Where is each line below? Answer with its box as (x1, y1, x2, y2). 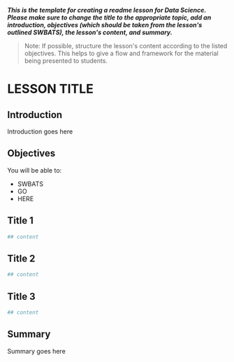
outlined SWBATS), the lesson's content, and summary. (7, 28, 173, 36)
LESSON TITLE (7, 81, 94, 97)
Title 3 (7, 290, 36, 303)
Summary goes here (7, 347, 66, 355)
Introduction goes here (7, 127, 73, 136)
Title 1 (7, 215, 34, 226)
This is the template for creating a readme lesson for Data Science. (7, 6, 207, 14)
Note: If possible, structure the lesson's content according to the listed (24, 42, 228, 50)
